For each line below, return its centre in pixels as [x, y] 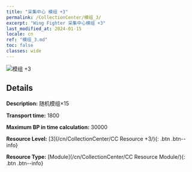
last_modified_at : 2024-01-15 [44, 29]
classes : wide [24, 51]
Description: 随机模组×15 [38, 103]
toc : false [20, 46]
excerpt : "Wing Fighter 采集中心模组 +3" [56, 23]
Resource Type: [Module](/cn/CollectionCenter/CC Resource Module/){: [96, 156]
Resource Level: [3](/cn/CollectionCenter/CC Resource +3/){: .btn [88, 138]
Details [19, 88]
